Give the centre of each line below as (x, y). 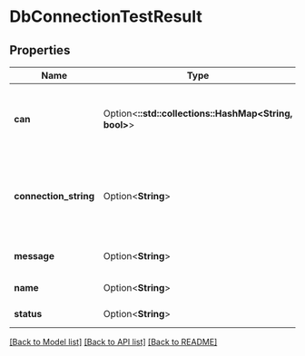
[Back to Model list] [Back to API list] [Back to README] (113, 342)
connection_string (54, 196)
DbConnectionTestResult (106, 17)
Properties (40, 50)
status (28, 314)
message (34, 256)
